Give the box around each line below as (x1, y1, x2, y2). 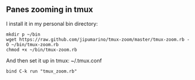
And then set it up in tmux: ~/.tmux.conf (6, 57, 102, 64)
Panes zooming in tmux (6, 5, 94, 15)
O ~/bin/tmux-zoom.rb (6, 41, 59, 47)
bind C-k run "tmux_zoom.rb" (6, 68, 77, 74)
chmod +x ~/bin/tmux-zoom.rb (6, 47, 77, 53)
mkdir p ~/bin (6, 32, 41, 37)
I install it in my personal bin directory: (6, 20, 98, 27)
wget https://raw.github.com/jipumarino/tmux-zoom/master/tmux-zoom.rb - (6, 36, 190, 43)
